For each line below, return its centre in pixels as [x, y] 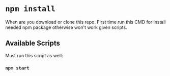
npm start [17, 68]
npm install [31, 9]
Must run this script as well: [34, 55]
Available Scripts [33, 43]
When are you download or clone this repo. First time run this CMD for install [86, 22]
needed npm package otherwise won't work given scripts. [66, 27]
